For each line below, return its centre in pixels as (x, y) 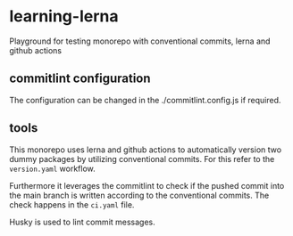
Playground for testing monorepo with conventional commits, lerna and (140, 41)
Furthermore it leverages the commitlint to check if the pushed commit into (147, 185)
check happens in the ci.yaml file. (72, 204)
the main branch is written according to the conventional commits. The (139, 195)
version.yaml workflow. (52, 168)
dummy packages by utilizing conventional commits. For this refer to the (142, 159)
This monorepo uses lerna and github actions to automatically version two (146, 150)
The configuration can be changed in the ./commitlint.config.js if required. (145, 100)
